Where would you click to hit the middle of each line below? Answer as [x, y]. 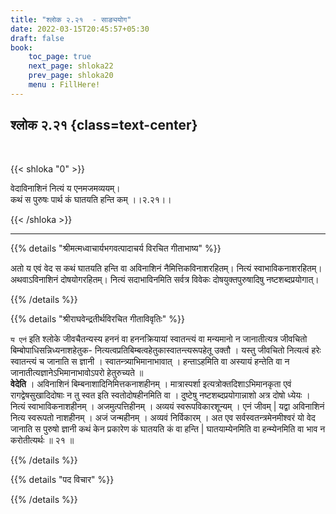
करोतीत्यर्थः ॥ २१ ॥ [42, 440]
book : [21, 47]
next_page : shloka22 [71, 66]
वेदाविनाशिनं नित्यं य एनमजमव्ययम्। [65, 188]
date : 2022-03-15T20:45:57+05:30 [80, 29]
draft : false [37, 38]
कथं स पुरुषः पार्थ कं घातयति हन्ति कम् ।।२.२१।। [91, 199]
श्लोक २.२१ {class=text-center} [104, 125]
